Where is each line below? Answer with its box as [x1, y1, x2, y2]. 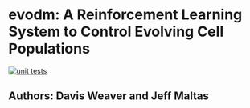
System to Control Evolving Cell [8, 22, 224, 41]
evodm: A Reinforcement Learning [8, 6, 243, 24]
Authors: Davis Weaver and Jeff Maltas [8, 90, 209, 103]
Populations [8, 40, 91, 58]
